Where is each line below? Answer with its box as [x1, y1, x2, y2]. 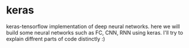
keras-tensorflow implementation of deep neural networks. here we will [6, 23, 180, 30]
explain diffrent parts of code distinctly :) [6, 35, 105, 42]
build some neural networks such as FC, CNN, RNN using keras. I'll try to [6, 29, 183, 36]
